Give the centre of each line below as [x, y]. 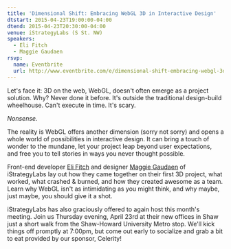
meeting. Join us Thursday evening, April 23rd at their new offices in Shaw [113, 216]
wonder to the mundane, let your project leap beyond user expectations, [109, 146]
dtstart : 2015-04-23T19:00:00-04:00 [59, 20]
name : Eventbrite [38, 64]
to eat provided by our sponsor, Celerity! [64, 238]
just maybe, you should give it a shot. [60, 195]
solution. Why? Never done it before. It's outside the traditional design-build [114, 97]
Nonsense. [22, 118]
